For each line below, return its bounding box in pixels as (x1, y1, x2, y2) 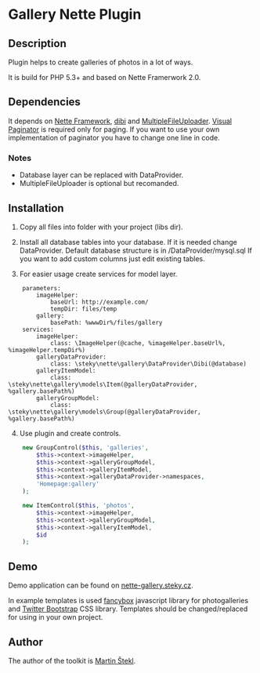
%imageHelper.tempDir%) (8, 346, 86, 354)
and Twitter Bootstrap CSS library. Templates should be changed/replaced (8, 604, 248, 613)
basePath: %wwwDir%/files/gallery (49, 318, 163, 326)
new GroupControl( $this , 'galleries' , (22, 443, 149, 452)
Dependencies (8, 96, 81, 109)
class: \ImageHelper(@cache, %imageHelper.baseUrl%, (49, 339, 226, 347)
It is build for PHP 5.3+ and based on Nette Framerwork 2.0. (8, 73, 201, 82)
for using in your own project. (8, 613, 103, 622)
